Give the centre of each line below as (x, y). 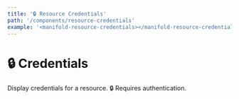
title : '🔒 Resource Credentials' (57, 14)
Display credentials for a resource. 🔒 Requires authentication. (97, 88)
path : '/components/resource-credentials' (71, 21)
